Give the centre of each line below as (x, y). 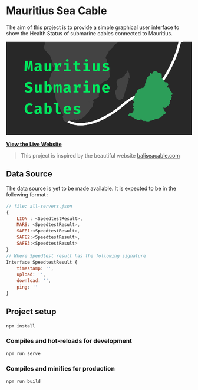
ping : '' (27, 287)
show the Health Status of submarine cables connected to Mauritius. (89, 33)
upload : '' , (31, 275)
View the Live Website (34, 144)
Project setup (32, 312)
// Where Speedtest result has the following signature (76, 256)
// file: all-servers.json (39, 206)
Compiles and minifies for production (60, 368)
